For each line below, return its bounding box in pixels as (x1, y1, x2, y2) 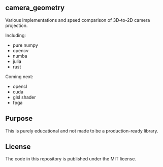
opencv (12, 47, 29, 53)
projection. (5, 22, 28, 28)
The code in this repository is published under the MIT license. (5, 156, 136, 162)
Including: (5, 32, 26, 38)
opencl (12, 83, 27, 89)
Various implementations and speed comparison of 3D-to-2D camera (5, 17, 150, 23)
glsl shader (12, 94, 37, 100)
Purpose (5, 114, 33, 123)
